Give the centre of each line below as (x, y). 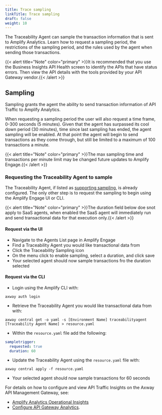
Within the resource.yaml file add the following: (59, 333)
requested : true (26, 346)
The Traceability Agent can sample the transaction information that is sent (79, 37)
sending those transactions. (33, 53)
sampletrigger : (20, 342)
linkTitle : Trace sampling (32, 14)
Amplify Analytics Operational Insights (50, 402)
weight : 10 (16, 23)
